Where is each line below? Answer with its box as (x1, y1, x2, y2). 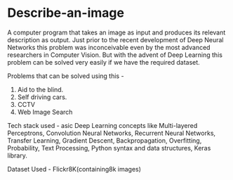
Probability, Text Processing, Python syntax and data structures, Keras (7, 143, 211, 152)
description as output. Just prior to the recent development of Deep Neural (7, 35, 224, 44)
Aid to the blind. (17, 85, 64, 94)
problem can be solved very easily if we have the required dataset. (7, 58, 200, 66)
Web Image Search (17, 108, 73, 116)
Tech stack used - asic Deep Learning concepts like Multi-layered (7, 121, 198, 129)
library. (7, 151, 28, 160)
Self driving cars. (17, 93, 67, 101)
